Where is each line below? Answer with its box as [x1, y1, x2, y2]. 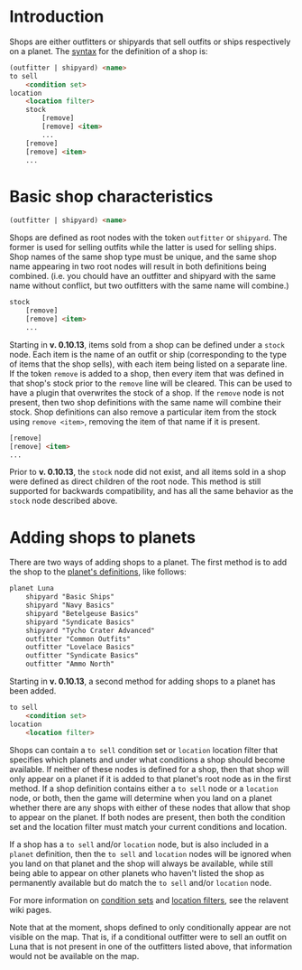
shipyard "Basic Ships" [25, 592, 115, 602]
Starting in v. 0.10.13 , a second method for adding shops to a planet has [9, 676, 276, 687]
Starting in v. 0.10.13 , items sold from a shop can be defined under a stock [9, 339, 286, 350]
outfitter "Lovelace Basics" [25, 643, 135, 652]
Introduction [9, 6, 105, 27]
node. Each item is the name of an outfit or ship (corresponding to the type [9, 349, 287, 359]
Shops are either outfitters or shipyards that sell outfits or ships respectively [9, 36, 291, 47]
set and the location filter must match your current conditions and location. [9, 821, 288, 832]
